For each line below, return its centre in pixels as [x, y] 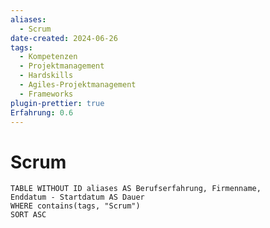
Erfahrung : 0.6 [42, 112]
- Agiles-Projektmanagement [78, 85]
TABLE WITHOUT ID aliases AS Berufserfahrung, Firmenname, [136, 189]
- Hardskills [46, 76]
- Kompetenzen [48, 57]
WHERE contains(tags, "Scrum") [75, 206]
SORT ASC [28, 215]
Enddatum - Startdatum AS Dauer [77, 197]
